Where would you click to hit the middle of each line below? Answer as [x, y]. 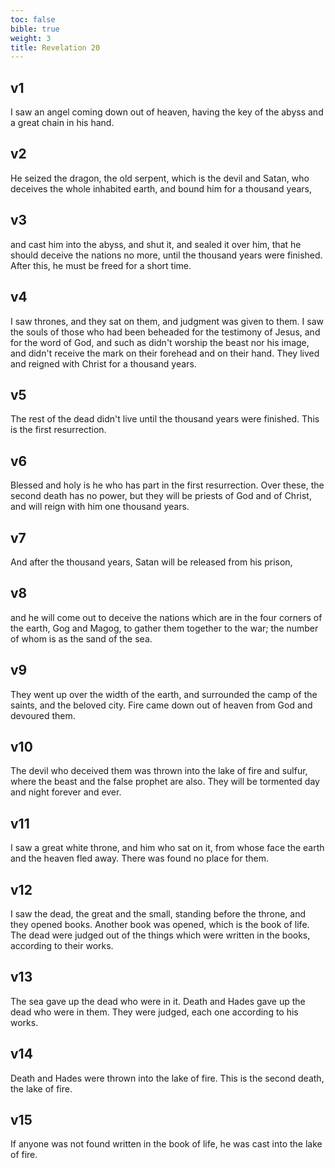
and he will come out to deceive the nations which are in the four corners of [166, 617]
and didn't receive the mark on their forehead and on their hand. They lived [165, 353]
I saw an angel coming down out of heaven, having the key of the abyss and [167, 112]
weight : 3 [31, 38]
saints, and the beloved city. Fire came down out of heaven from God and [161, 705]
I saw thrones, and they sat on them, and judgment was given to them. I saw [167, 321]
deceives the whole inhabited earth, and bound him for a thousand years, [161, 188]
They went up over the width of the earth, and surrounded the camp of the [164, 694]
